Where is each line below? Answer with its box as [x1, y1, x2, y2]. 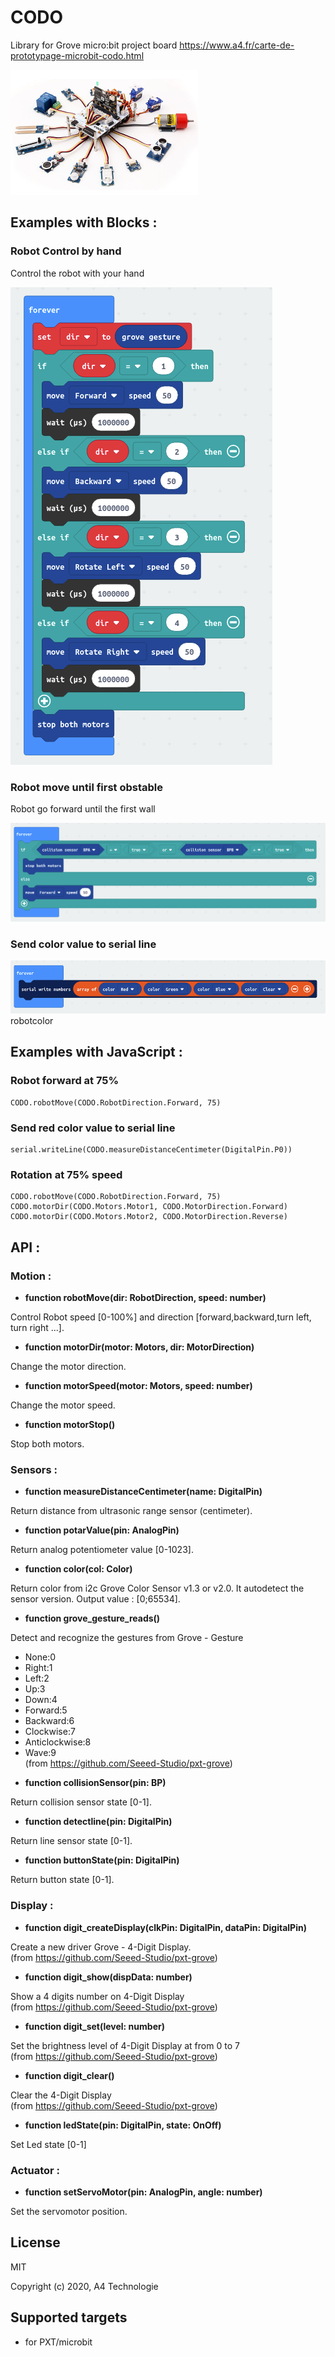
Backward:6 [24, 1715, 75, 1727]
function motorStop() [24, 1419, 116, 1431]
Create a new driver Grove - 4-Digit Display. [10, 1941, 192, 1953]
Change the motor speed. [10, 1399, 116, 1411]
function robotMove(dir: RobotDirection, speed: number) [24, 1292, 267, 1304]
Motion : [10, 1269, 52, 1283]
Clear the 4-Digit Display [10, 2089, 112, 2101]
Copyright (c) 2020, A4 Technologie [10, 2280, 159, 2292]
